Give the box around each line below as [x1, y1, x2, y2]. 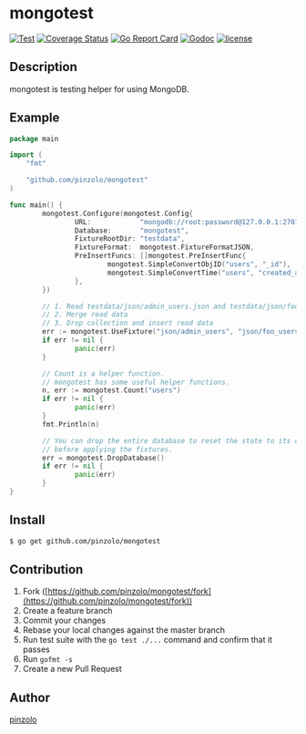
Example [9, 110, 60, 126]
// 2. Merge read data [42, 310, 128, 319]
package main [9, 134, 59, 143]
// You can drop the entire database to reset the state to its [42, 436, 291, 445]
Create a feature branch [22, 605, 113, 616]
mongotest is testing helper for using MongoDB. [9, 83, 189, 94]
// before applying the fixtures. [42, 445, 173, 454]
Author [9, 689, 50, 705]
